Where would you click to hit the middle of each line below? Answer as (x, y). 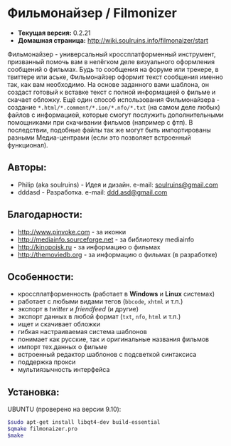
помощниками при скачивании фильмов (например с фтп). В (100, 122)
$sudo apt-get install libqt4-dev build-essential (84, 422)
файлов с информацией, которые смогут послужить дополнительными (116, 115)
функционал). (28, 145)
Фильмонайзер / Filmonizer (92, 13)
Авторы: (27, 168)
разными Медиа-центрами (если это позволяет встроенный (99, 138)
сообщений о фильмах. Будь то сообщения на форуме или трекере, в (113, 69)
